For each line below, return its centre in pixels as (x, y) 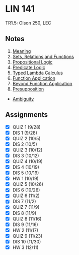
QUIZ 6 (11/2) (26, 196)
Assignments (27, 115)
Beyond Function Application (42, 83)
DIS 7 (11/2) (24, 202)
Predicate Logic (29, 67)
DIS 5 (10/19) (26, 173)
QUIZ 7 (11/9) (26, 207)
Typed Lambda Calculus (37, 73)
